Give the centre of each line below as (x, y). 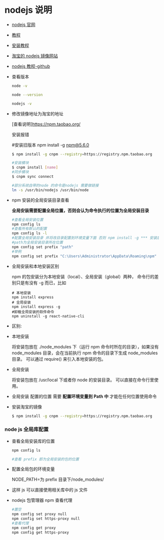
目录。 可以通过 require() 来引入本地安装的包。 (59, 359)
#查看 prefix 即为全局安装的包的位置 (45, 459)
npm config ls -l (29, 233)
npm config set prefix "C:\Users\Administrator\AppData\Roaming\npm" (84, 256)
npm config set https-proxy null (46, 519)
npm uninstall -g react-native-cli (48, 316)
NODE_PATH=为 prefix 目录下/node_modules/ (58, 479)
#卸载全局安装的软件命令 (33, 312)
